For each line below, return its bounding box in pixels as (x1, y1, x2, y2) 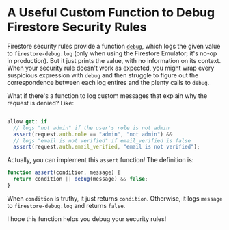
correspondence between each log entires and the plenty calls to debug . (7, 78, 210, 86)
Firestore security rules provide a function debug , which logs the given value (7, 42, 221, 50)
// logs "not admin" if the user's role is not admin (13, 125, 170, 131)
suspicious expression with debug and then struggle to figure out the (7, 71, 199, 79)
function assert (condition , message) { (7, 169, 121, 176)
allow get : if (7, 118, 48, 125)
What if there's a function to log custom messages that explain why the (7, 91, 208, 100)
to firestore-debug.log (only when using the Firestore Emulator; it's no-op (7, 49, 217, 57)
